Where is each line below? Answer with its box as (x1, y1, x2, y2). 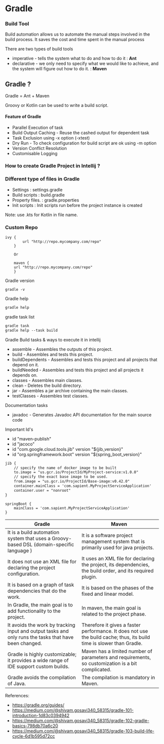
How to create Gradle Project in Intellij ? (5, 162, 101, 169)
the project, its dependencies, (81, 561, 150, 568)
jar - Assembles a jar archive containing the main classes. (12, 387, 128, 393)
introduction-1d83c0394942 (12, 712, 70, 718)
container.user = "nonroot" (14, 488, 71, 493)
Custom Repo (5, 224, 38, 231)
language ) (7, 547, 33, 554)
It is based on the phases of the (81, 584, 154, 591)
